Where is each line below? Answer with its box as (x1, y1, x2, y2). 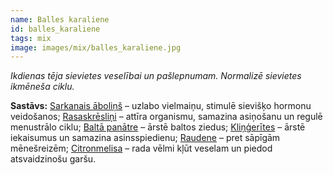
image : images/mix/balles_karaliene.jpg (10, 42, 182, 53)
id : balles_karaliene (10, 24, 101, 34)
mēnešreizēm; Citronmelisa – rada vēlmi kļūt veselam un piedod (10, 142, 273, 155)
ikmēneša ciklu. (10, 81, 75, 93)
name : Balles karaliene (10, 14, 110, 25)
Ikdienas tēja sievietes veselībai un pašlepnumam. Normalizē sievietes (10, 70, 302, 82)
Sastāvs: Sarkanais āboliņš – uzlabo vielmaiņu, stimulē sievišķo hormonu (10, 100, 312, 112)
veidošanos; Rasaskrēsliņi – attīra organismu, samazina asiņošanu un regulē (10, 111, 323, 123)
